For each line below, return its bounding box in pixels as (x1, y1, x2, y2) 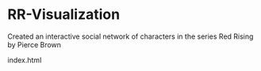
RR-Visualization (7, 6, 121, 24)
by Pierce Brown (7, 39, 61, 49)
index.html (7, 55, 42, 65)
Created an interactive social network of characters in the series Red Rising (7, 32, 254, 41)
